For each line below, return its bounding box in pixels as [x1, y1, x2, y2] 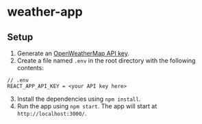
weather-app [7, 4, 84, 20]
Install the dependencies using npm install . [16, 95, 141, 103]
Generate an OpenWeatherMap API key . [16, 49, 130, 57]
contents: [16, 64, 45, 72]
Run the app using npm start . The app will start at [16, 102, 157, 110]
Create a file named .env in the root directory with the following [16, 57, 196, 65]
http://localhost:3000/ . [16, 110, 87, 117]
